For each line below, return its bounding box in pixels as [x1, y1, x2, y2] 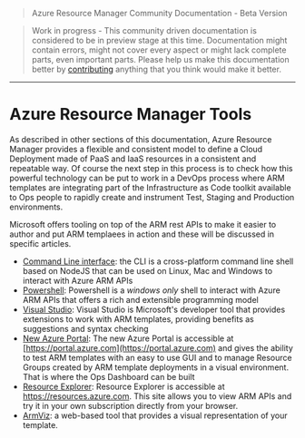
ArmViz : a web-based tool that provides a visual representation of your [22, 410, 288, 421]
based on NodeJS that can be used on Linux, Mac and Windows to [22, 265, 273, 276]
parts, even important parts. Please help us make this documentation [31, 54, 290, 64]
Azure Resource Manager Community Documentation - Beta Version [31, 8, 288, 18]
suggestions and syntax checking [22, 323, 149, 334]
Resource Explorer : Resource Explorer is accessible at [22, 381, 225, 392]
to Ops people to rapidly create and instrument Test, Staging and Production [9, 191, 295, 202]
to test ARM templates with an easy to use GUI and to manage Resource [22, 352, 292, 363]
